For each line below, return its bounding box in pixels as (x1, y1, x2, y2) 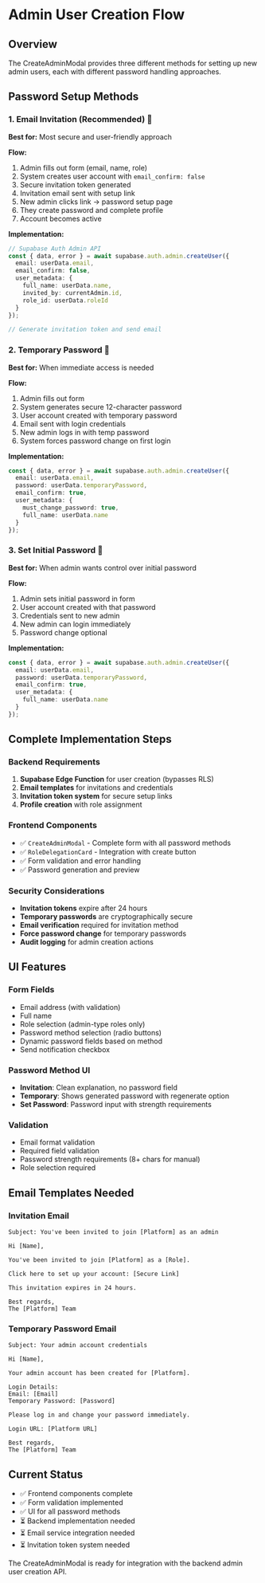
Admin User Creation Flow (8, 6, 185, 24)
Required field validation (19, 1146, 99, 1156)
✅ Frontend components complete (19, 1489, 134, 1499)
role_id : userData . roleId (22, 297, 109, 304)
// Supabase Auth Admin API (8, 245, 102, 253)
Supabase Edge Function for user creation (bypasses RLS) (19, 775, 215, 784)
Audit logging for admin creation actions (19, 937, 154, 947)
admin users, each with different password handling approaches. (8, 67, 221, 77)
